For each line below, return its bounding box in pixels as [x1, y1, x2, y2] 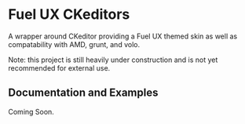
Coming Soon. [8, 107, 55, 116]
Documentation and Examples [8, 86, 159, 100]
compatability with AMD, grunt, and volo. [8, 39, 140, 49]
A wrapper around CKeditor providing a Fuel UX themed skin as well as [8, 31, 238, 41]
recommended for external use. [8, 63, 111, 72]
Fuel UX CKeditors [8, 5, 130, 24]
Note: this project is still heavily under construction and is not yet [8, 55, 218, 64]
